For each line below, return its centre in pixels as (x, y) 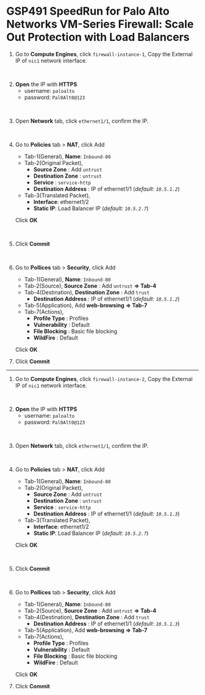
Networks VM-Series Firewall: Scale (100, 24)
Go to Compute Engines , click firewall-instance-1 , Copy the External (104, 54)
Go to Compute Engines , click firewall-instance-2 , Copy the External (104, 379)
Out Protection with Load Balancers (98, 37)
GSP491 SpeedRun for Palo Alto (88, 11)
